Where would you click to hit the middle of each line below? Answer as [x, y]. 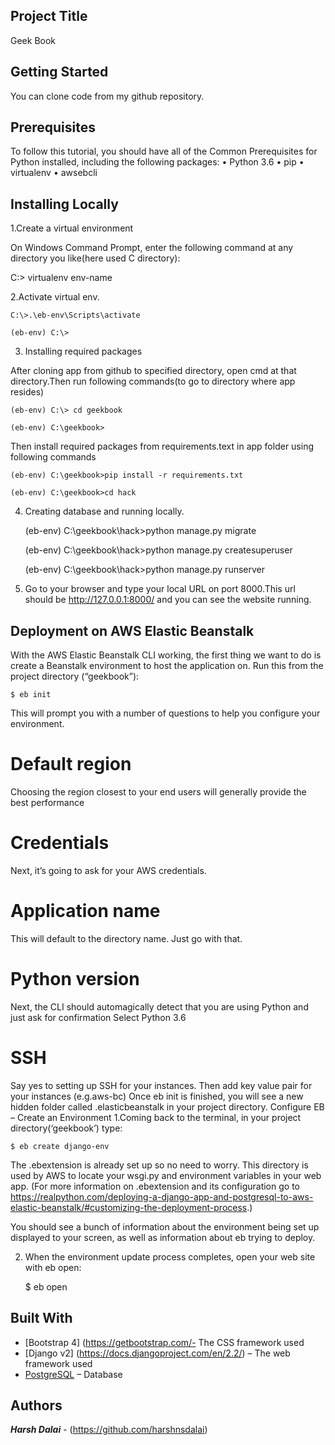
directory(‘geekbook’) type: [66, 1128]
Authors [36, 1405]
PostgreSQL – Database [73, 1374]
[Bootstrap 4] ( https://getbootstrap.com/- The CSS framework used [164, 1342]
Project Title [49, 16]
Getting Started [59, 72]
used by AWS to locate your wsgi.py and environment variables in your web [166, 1175]
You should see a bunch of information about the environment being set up [165, 1226]
